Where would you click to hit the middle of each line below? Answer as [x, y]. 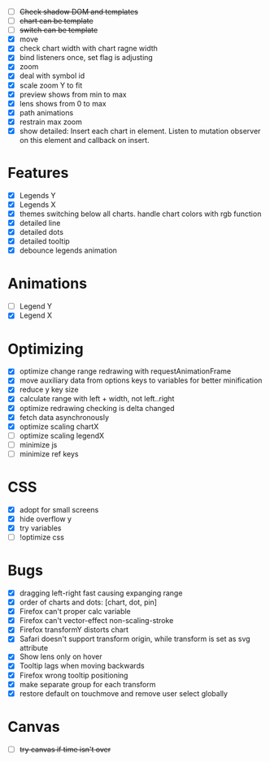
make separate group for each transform [87, 684]
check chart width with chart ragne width [88, 49]
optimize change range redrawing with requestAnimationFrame [125, 371]
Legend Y [35, 306]
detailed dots [41, 232]
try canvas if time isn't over [65, 749]
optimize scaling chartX [59, 426]
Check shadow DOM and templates [79, 12]
